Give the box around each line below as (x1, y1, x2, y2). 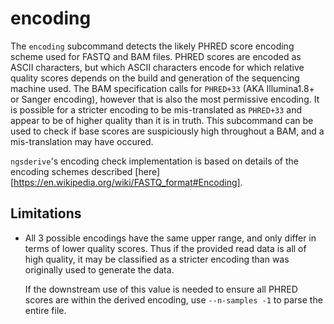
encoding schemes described (10, 165, 133, 177)
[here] (134, 165, 161, 177)
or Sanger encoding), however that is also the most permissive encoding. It (10, 93, 320, 105)
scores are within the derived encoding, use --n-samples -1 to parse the (24, 293, 323, 306)
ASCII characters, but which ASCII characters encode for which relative (10, 61, 305, 73)
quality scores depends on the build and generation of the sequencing (10, 72, 300, 84)
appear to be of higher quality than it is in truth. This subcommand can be (10, 114, 314, 126)
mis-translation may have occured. (10, 135, 154, 147)
